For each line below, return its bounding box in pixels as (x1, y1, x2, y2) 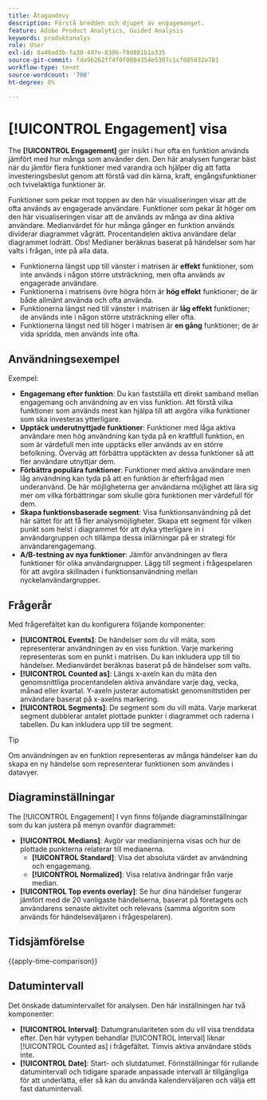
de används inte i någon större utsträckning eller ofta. (19, 312, 196, 322)
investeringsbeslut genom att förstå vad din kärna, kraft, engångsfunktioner (8, 171, 257, 181)
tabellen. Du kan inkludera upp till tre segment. (19, 720, 174, 729)
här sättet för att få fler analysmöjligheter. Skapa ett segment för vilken (19, 516, 253, 526)
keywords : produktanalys (8, 33, 91, 42)
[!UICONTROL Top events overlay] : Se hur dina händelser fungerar (19, 886, 241, 896)
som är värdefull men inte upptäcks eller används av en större (19, 440, 224, 450)
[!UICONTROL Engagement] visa (8, 120, 228, 138)
